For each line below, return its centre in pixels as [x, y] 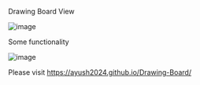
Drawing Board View [41, 11]
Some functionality [39, 42]
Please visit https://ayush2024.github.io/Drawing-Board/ [100, 72]
